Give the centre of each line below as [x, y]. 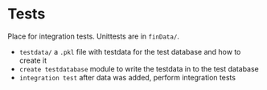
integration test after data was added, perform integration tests [127, 77]
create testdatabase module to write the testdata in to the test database [139, 68]
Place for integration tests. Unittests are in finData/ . [94, 36]
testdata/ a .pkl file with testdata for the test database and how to [130, 51]
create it [33, 60]
